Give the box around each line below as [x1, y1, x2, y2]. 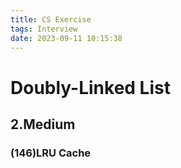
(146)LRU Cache [10, 146, 92, 160]
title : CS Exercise [10, 14, 92, 25]
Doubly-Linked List [10, 76, 171, 99]
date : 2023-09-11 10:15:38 [10, 33, 123, 43]
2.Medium [10, 116, 76, 133]
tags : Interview [10, 24, 78, 34]
